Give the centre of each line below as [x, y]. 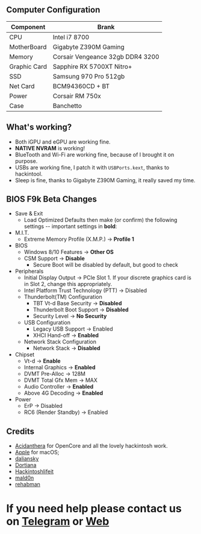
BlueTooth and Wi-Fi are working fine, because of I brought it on [94, 154]
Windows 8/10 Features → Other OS [69, 252]
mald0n [24, 478]
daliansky [27, 459]
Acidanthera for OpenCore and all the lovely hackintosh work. [91, 446]
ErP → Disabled [43, 406]
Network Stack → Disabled [66, 348]
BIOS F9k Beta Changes [52, 199]
